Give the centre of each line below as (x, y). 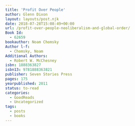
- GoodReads (22, 97)
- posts (18, 111)
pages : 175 (16, 79)
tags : (11, 107)
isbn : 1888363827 (23, 65)
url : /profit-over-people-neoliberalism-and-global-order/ (68, 28)
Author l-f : (17, 47)
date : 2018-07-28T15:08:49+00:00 (40, 24)
